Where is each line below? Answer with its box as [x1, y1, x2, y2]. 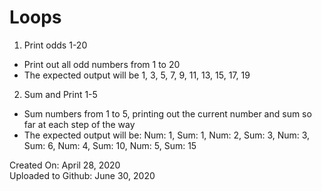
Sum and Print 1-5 [23, 88, 98, 100]
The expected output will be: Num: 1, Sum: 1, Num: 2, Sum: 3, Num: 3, [23, 129, 311, 141]
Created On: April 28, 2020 [9, 159, 121, 171]
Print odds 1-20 [23, 39, 88, 51]
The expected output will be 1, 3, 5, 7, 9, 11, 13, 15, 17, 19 [23, 69, 251, 81]
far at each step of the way [23, 118, 136, 130]
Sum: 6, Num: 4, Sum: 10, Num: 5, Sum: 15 [23, 139, 197, 151]
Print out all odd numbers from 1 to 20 [23, 58, 181, 70]
